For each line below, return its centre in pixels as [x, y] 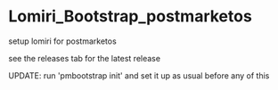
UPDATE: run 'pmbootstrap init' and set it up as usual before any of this [139, 75]
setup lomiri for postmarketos [62, 41]
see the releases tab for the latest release [85, 58]
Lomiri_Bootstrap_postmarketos [131, 16]
